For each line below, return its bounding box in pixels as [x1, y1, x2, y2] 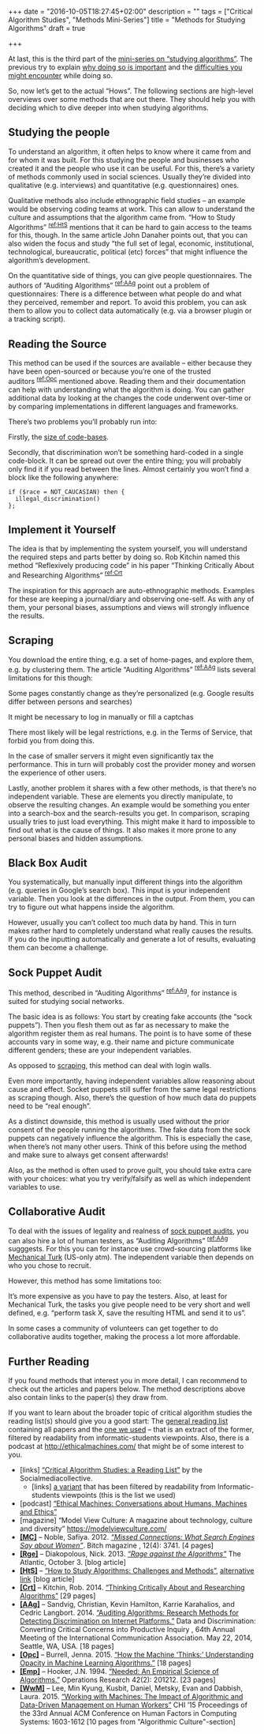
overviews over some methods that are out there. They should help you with [8, 95, 256, 103]
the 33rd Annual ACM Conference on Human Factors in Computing [19, 1709, 237, 1718]
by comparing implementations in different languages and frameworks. [8, 401, 239, 411]
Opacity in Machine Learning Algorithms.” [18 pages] [19, 1658, 191, 1668]
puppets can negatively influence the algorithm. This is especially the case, [8, 1133, 253, 1142]
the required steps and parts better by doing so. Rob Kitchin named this [8, 552, 240, 562]
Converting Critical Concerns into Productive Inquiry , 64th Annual [19, 1625, 236, 1634]
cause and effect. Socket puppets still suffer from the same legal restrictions [8, 1084, 257, 1093]
